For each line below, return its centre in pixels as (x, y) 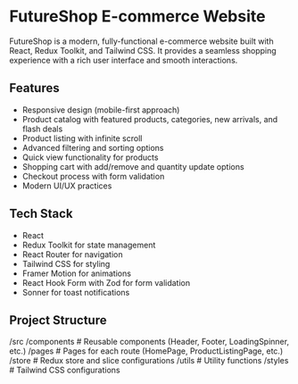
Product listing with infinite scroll (82, 138)
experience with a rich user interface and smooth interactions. (124, 60)
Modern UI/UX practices (67, 186)
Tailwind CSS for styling (66, 263)
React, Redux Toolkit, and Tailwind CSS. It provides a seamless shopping (143, 50)
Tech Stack (41, 214)
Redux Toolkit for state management (89, 245)
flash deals (42, 129)
